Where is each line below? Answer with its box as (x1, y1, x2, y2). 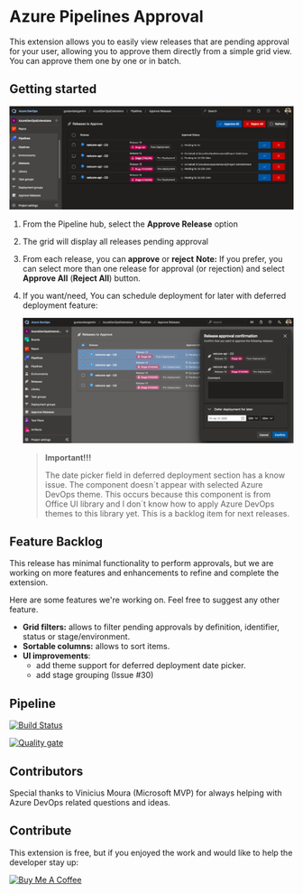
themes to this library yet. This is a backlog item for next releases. (44, 508, 290, 518)
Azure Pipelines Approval (9, 6, 205, 27)
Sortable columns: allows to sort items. (22, 641, 170, 652)
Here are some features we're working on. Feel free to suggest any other (9, 594, 280, 606)
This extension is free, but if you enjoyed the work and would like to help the (9, 847, 293, 858)
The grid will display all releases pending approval (22, 237, 209, 247)
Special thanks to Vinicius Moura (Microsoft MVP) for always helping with (9, 787, 282, 798)
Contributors (9, 763, 84, 778)
